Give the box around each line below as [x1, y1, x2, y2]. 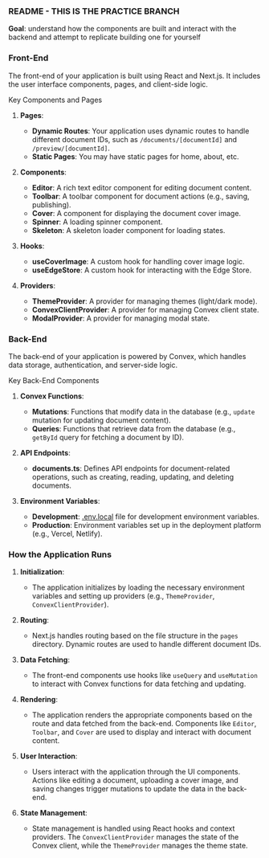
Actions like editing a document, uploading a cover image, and [31, 775, 238, 785]
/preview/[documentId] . [31, 143, 110, 153]
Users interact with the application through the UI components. [31, 767, 241, 777]
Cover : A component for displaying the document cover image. [31, 208, 242, 218]
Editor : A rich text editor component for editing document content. [31, 182, 252, 192]
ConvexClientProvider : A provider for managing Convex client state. [31, 304, 259, 314]
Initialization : [19, 567, 65, 577]
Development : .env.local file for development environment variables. [31, 512, 259, 521]
